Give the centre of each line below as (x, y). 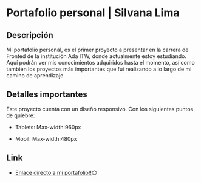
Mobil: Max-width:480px (46, 138)
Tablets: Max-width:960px (48, 127)
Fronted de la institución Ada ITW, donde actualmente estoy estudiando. (97, 56)
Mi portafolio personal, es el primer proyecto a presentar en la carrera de (97, 50)
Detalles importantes (47, 95)
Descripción (30, 35)
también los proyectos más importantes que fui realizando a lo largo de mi (99, 69)
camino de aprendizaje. (36, 75)
